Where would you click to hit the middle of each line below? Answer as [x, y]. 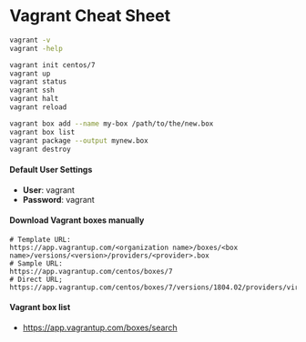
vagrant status [38, 82]
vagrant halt [34, 99]
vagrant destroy [40, 149]
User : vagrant [49, 190]
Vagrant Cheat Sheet [90, 16]
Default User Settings [51, 170]
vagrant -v [30, 40]
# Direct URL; [36, 279]
